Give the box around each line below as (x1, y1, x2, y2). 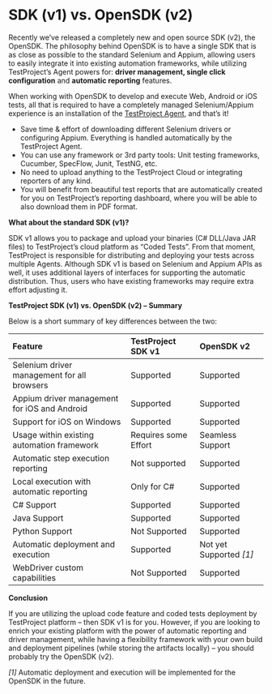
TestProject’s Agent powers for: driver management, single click (8, 66, 226, 76)
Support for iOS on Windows (12, 416, 121, 427)
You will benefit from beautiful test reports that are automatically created (19, 184, 263, 194)
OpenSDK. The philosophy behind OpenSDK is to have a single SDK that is (8, 41, 257, 50)
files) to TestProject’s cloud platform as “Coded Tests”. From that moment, (8, 242, 256, 251)
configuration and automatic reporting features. (8, 75, 172, 85)
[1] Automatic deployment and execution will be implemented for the (8, 667, 236, 677)
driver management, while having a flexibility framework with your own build (8, 634, 263, 644)
